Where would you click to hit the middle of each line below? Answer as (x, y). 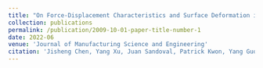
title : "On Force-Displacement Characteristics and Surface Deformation (129, 15)
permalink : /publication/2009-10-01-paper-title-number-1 (104, 30)
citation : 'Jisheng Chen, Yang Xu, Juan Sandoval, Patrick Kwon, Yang (126, 52)
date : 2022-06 (31, 37)
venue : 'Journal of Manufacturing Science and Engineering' (108, 45)
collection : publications (50, 23)
